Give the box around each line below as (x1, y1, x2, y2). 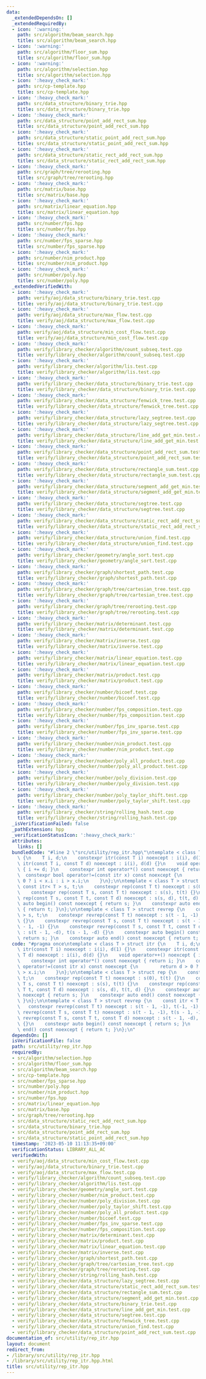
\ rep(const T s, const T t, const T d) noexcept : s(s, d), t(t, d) (17, 895, 199, 901)
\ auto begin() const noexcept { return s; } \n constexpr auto (17, 901, 191, 907)
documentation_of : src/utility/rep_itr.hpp (6, 1335, 120, 1341)
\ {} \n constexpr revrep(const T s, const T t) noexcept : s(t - (17, 918, 196, 924)
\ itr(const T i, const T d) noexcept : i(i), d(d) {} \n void (17, 861, 188, 867)
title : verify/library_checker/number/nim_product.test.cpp (17, 746, 174, 753)
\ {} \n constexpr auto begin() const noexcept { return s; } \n (17, 1021, 191, 1027)
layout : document (6, 1341, 51, 1347)
